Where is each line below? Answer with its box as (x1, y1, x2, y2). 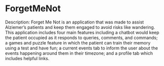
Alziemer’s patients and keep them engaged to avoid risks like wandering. (5, 24, 155, 30)
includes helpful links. (5, 55, 49, 61)
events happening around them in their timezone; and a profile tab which (5, 50, 153, 56)
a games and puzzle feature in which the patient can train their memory (5, 40, 151, 45)
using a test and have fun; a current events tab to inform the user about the (5, 45, 158, 51)
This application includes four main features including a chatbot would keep (5, 29, 160, 35)
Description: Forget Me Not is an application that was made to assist (5, 19, 144, 25)
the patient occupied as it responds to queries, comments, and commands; (5, 35, 158, 41)
